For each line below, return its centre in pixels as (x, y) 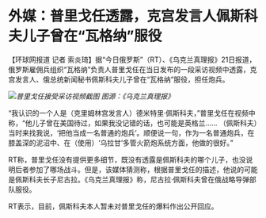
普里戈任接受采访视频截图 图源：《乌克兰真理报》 (95, 96)
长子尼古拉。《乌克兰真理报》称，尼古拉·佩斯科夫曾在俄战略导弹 (146, 179)
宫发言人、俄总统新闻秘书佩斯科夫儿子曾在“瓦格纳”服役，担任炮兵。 (119, 79)
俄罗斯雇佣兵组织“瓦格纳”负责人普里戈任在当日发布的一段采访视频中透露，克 (133, 69)
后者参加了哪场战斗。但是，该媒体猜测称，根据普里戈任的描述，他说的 (129, 169)
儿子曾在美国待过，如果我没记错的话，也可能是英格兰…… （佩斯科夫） (145, 123)
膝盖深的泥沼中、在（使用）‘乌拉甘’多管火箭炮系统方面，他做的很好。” (121, 143)
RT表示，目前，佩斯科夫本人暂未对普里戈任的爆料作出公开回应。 (114, 206)
